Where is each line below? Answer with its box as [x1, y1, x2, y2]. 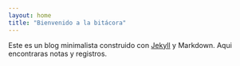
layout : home [8, 11, 52, 20]
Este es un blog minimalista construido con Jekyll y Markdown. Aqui [8, 40, 233, 49]
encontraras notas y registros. [8, 49, 108, 58]
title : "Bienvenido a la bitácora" [8, 19, 127, 27]
